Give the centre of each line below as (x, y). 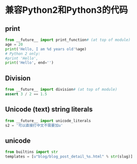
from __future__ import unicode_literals (48, 121)
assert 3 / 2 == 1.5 (26, 94)
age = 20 (14, 44)
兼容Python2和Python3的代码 (67, 10)
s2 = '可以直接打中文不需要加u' (34, 125)
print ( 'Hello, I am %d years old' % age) (46, 49)
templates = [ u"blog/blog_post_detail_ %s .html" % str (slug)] (69, 157)
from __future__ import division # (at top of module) (61, 90)
